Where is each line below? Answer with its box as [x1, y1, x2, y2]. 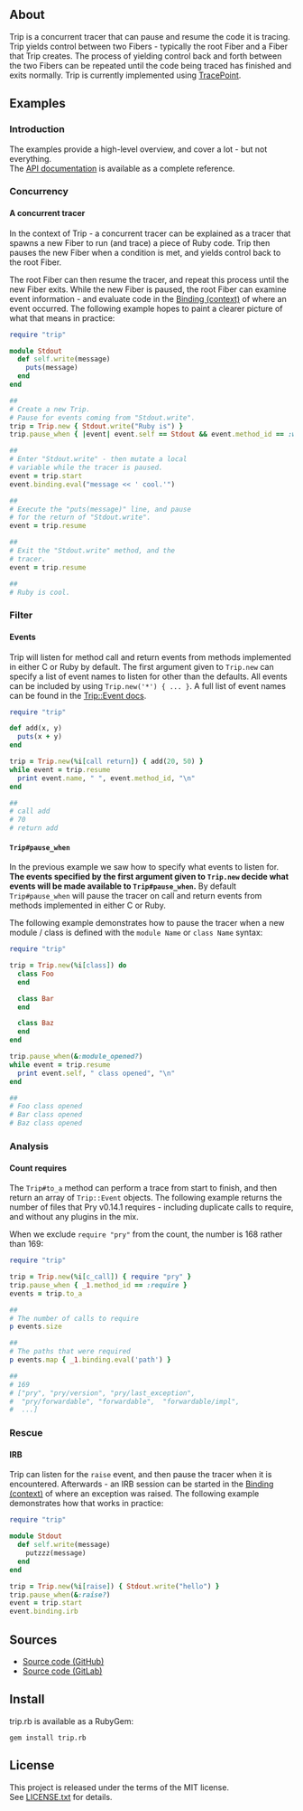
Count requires [9, 1162, 68, 1174]
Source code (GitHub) [22, 1656, 105, 1667]
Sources [9, 1632, 58, 1647]
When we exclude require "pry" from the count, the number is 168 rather [9, 1229, 283, 1240]
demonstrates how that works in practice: [9, 1498, 164, 1509]
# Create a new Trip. [9, 404, 91, 414]
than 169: [9, 1239, 44, 1250]
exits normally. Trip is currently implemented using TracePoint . [9, 70, 242, 80]
